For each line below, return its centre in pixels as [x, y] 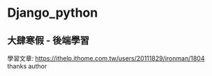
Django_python [53, 13]
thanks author [27, 66]
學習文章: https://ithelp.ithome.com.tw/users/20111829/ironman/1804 [106, 58]
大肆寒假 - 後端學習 [48, 40]
